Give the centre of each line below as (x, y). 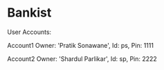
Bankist (29, 13)
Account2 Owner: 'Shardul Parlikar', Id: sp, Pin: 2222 (82, 59)
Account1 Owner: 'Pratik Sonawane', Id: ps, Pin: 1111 (81, 45)
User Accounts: (29, 32)
